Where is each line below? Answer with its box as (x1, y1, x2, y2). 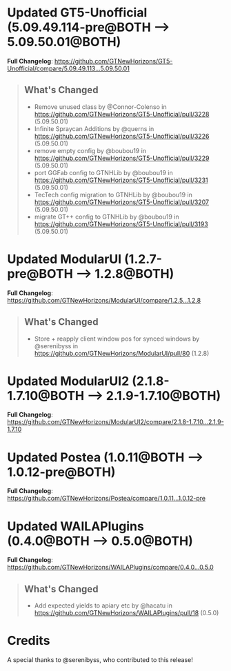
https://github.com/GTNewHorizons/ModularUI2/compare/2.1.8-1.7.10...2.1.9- (7, 418, 224, 426)
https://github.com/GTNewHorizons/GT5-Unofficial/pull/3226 (34, 132, 210, 140)
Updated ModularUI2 (7, 373, 130, 389)
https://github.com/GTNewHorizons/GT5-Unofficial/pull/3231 (34, 176, 208, 184)
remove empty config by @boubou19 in (34, 146, 147, 154)
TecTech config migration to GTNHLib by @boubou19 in (34, 190, 193, 199)
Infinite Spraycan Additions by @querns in (34, 124, 154, 132)
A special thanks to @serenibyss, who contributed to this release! (7, 656, 193, 664)
